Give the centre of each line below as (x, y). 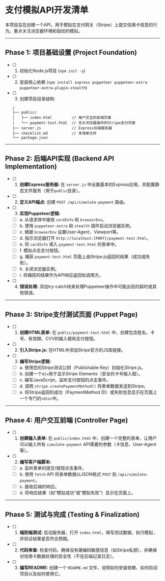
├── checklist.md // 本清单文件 (55, 133)
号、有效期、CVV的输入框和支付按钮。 (59, 338)
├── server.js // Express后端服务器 (62, 128)
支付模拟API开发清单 (47, 10)
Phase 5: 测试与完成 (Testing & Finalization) (72, 514)
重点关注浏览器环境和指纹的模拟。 (48, 31)
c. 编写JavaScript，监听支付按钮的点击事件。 (65, 380)
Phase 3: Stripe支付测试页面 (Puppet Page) (71, 314)
